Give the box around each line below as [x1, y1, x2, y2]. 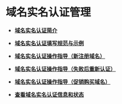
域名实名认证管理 [5, 5, 92, 19]
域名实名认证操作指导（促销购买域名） [14, 78, 110, 85]
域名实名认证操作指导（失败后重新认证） [14, 65, 116, 73]
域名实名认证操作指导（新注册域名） [14, 52, 106, 59]
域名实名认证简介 [14, 27, 58, 34]
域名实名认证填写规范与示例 [14, 39, 84, 47]
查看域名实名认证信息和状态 [14, 91, 84, 98]
